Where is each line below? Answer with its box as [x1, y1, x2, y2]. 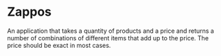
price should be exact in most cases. [7, 41, 111, 49]
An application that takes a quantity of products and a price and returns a [7, 27, 214, 35]
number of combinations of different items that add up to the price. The [7, 33, 209, 42]
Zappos [7, 4, 52, 20]
